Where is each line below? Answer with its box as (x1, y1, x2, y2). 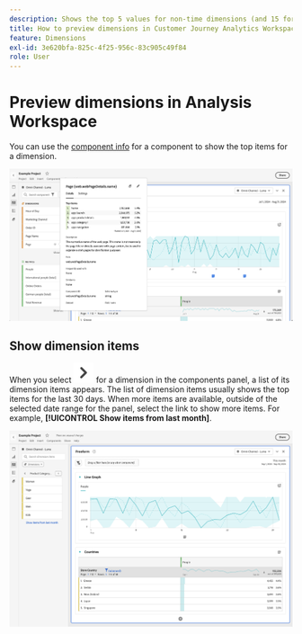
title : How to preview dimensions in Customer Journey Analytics (9, 23, 259, 33)
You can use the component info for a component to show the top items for (9, 141, 288, 152)
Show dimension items (9, 338, 139, 353)
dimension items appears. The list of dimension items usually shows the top (9, 384, 290, 395)
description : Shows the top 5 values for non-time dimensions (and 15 (9, 14, 280, 23)
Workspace (9, 112, 97, 132)
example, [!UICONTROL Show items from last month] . (9, 413, 212, 424)
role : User (9, 52, 50, 62)
